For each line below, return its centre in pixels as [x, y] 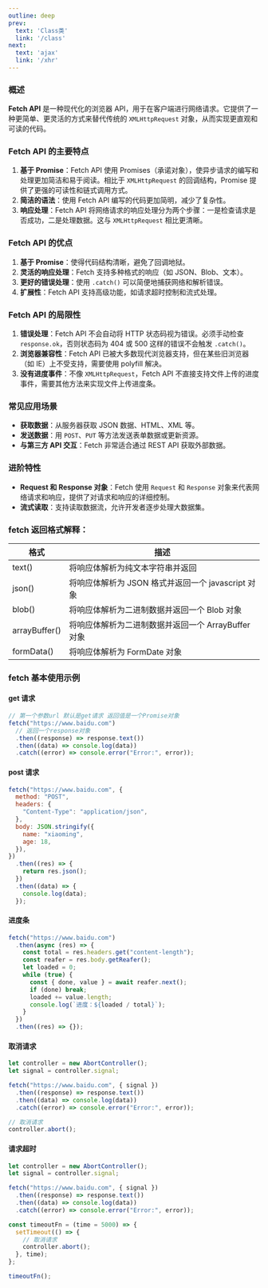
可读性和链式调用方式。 [93, 190]
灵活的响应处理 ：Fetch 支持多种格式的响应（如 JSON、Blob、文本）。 [134, 272]
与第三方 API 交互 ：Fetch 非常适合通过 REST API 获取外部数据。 [124, 446]
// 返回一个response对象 [53, 730]
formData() [33, 651]
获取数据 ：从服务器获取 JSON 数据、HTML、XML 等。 [109, 426]
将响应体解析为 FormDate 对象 [125, 651]
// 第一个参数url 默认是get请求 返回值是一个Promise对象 [94, 716]
